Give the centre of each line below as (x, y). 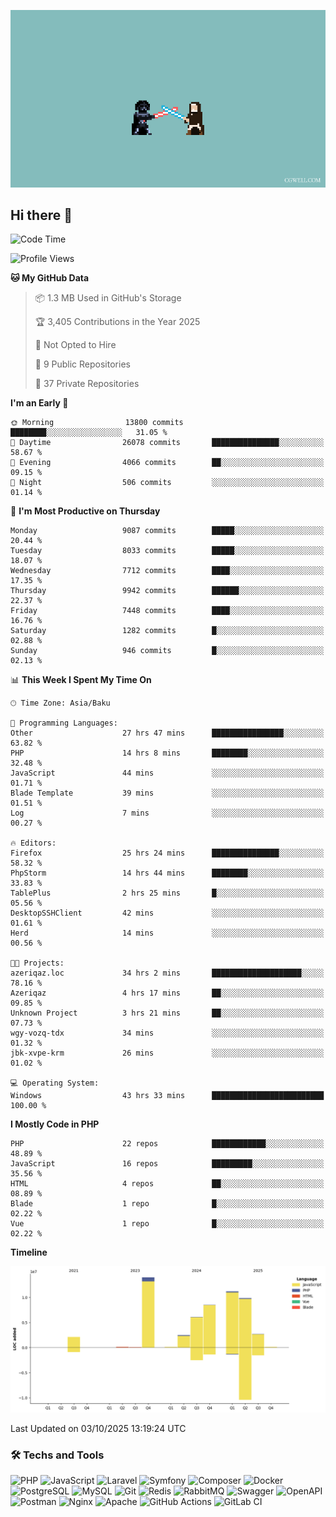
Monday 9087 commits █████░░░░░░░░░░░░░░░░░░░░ (167, 531)
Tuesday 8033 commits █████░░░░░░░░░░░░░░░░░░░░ (167, 551)
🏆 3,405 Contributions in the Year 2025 (117, 322)
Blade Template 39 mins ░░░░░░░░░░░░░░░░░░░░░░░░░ (167, 793)
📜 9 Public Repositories (82, 364)
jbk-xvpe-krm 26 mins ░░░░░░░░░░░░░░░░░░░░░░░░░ (167, 1053)
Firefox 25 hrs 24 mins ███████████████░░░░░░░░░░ (167, 853)
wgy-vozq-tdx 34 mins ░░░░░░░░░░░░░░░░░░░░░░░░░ (167, 1033)
